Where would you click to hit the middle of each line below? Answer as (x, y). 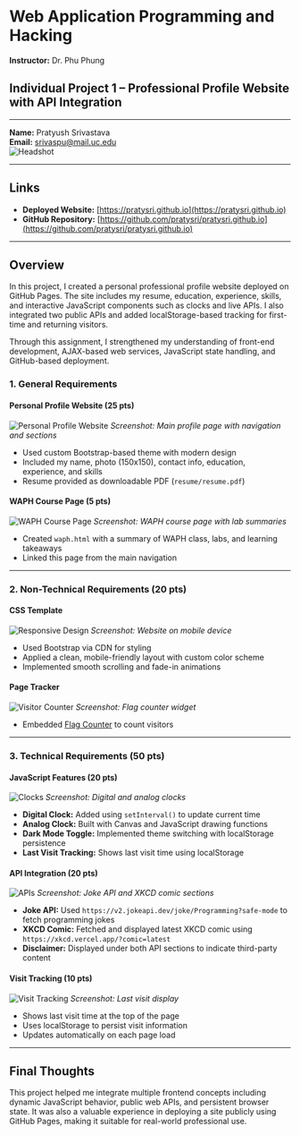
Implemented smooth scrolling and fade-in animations (121, 666)
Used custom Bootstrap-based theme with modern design (129, 452)
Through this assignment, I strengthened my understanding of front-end (142, 342)
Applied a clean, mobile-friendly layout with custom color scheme (143, 657)
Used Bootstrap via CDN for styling (87, 647)
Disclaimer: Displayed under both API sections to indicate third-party (150, 948)
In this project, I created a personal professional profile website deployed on (149, 286)
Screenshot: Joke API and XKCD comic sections (125, 893)
